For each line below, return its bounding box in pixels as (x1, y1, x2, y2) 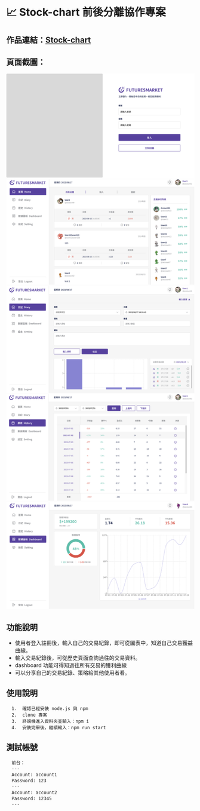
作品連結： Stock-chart (6, 35, 91, 45)
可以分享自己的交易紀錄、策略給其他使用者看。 (14, 669, 130, 677)
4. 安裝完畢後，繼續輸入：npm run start (11, 724, 106, 730)
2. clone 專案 (11, 712, 48, 718)
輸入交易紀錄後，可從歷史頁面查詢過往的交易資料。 (14, 655, 141, 662)
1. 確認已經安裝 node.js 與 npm (11, 705, 88, 711)
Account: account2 (11, 790, 58, 795)
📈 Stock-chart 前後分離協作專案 (6, 5, 166, 19)
